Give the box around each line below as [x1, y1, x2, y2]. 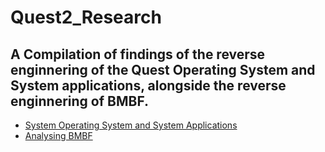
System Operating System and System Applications [24, 119, 238, 131]
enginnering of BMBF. [10, 92, 150, 110]
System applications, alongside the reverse [10, 77, 287, 94]
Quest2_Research [10, 6, 162, 29]
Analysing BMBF [24, 130, 93, 141]
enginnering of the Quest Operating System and [10, 61, 316, 78]
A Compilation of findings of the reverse [10, 46, 266, 63]
